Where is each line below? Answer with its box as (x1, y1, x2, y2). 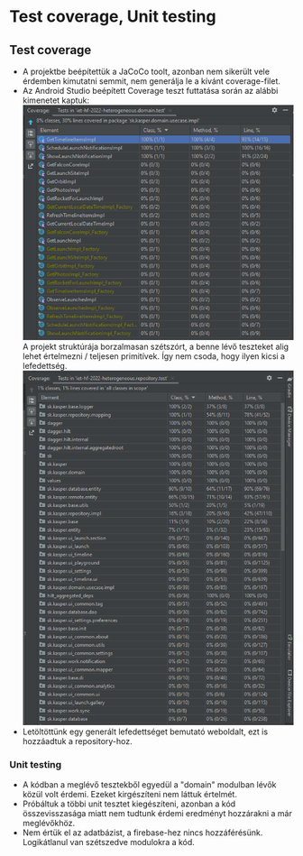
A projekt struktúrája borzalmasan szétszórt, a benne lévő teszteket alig (22, 341, 289, 353)
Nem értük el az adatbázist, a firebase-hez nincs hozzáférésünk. (22, 827, 263, 838)
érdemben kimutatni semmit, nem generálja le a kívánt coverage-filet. (22, 76, 281, 87)
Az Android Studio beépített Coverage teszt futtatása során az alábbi (22, 86, 279, 96)
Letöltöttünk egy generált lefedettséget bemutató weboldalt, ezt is (22, 726, 269, 737)
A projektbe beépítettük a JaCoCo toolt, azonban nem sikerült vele (22, 66, 271, 77)
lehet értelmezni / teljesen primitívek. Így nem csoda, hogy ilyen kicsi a (22, 351, 286, 362)
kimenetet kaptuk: (22, 95, 90, 106)
